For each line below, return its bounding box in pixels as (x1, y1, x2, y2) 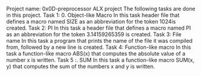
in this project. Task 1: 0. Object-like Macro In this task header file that (6, 11, 180, 19)
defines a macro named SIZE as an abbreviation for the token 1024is (6, 18, 176, 25)
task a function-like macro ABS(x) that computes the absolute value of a (6, 50, 186, 57)
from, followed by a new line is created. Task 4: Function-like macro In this (6, 43, 191, 51)
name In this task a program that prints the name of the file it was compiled (6, 37, 193, 44)
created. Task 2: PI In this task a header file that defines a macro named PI (6, 24, 191, 31)
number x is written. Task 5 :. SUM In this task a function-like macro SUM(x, (6, 57, 195, 63)
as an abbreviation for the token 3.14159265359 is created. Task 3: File (6, 31, 182, 38)
